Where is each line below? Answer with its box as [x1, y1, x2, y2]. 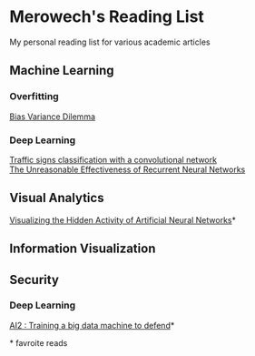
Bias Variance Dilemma [9, 111, 96, 122]
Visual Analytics [9, 190, 104, 206]
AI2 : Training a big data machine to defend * [9, 320, 175, 331]
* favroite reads [9, 337, 68, 348]
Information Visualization [9, 241, 156, 257]
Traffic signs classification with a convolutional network [9, 154, 218, 165]
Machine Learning [9, 63, 115, 78]
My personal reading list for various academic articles [9, 36, 211, 47]
